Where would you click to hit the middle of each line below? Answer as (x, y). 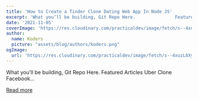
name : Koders (27, 39)
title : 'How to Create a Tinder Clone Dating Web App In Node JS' (89, 11)
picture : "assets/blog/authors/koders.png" (65, 45)
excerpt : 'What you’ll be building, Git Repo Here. (71, 17)
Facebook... (21, 78)
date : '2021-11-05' (30, 22)
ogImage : (17, 50)
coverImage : (21, 28)
